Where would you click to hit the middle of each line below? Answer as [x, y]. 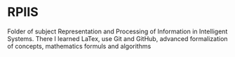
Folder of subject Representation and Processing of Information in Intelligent [117, 31]
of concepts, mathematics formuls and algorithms [79, 46]
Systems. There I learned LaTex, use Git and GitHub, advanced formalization [117, 38]
